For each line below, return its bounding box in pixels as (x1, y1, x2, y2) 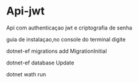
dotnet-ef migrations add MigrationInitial (6, 47, 107, 55)
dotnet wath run (6, 70, 47, 78)
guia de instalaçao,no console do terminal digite (6, 35, 126, 43)
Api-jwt (6, 4, 45, 18)
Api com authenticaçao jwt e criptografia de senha (6, 24, 133, 31)
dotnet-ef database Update (6, 59, 74, 66)
